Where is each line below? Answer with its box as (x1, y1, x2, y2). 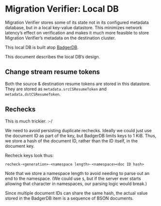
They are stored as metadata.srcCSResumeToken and (5, 86, 107, 92)
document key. (5, 143, 35, 149)
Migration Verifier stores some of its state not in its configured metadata (5, 19, 149, 25)
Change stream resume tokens (5, 68, 100, 76)
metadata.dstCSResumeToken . (5, 91, 61, 97)
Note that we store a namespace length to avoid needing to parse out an (5, 170, 150, 176)
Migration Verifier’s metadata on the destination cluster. (5, 35, 116, 41)
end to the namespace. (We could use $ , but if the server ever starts (5, 175, 142, 181)
